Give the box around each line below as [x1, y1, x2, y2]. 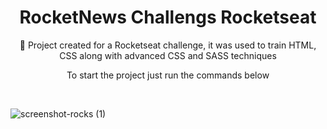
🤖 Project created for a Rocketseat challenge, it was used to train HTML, [19, 39, 317, 51]
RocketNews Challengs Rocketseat [19, 6, 317, 29]
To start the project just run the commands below [66, 69, 270, 81]
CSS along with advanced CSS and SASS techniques [59, 49, 277, 61]
